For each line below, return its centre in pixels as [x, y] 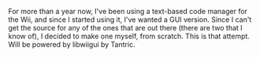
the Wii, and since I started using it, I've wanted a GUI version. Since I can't [130, 20]
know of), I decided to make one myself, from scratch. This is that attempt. [129, 36]
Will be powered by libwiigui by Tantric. [72, 45]
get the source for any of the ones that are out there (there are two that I [125, 28]
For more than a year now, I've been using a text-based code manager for [128, 11]
